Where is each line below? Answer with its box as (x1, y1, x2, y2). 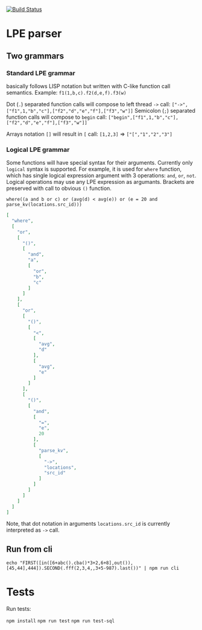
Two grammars (6, 51, 65, 61)
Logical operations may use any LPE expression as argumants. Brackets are (6, 178, 195, 186)
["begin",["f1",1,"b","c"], (108, 115, 179, 121)
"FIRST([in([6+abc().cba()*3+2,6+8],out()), (19, 560, 134, 566)
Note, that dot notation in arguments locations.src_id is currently (6, 520, 171, 528)
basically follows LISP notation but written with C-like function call (6, 82, 171, 90)
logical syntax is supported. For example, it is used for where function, (6, 166, 182, 173)
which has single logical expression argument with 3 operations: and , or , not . (6, 172, 197, 179)
